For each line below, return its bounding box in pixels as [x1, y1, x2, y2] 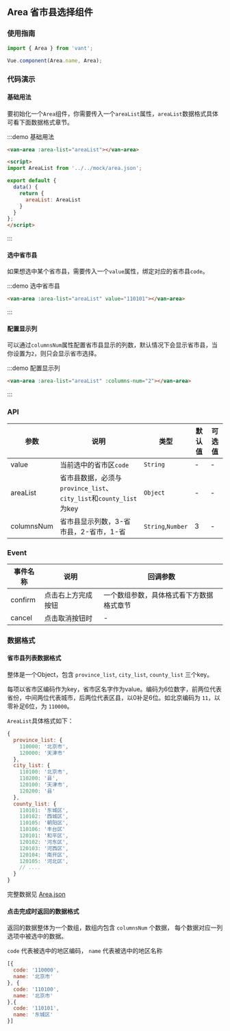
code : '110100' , [13, 986, 60, 993]
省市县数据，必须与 [60, 473, 122, 482]
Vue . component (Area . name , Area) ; [7, 57, 103, 64]
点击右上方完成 [44, 590, 93, 599]
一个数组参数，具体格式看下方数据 [103, 590, 214, 599]
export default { [7, 177, 57, 184]
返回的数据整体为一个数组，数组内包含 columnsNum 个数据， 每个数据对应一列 [7, 923, 223, 932]
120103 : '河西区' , [19, 845, 69, 852]
